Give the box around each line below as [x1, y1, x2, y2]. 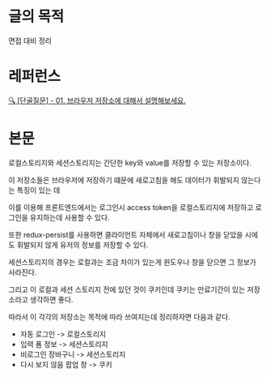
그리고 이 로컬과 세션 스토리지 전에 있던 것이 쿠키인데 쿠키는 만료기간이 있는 [8, 285, 246, 294]
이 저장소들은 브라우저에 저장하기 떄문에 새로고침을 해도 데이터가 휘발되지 [8, 175, 240, 185]
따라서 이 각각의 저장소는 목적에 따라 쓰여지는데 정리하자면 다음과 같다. [8, 311, 230, 321]
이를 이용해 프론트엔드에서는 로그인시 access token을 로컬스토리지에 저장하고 [8, 202, 254, 212]
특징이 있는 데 [16, 185, 61, 195]
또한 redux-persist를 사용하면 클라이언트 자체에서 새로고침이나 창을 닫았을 [8, 229, 243, 239]
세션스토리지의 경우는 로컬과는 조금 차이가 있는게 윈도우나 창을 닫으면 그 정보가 [8, 257, 257, 267]
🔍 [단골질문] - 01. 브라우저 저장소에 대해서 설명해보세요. [8, 95, 186, 105]
